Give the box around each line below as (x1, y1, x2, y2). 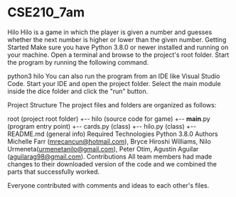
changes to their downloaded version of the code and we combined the (7, 159, 217, 168)
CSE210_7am (7, 4, 85, 21)
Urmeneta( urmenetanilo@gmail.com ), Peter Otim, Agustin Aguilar (7, 144, 199, 153)
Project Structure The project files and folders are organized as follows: (7, 100, 217, 109)
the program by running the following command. (7, 58, 149, 66)
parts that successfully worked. (7, 167, 100, 176)
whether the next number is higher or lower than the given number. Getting (7, 35, 227, 43)
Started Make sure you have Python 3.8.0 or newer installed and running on (7, 43, 229, 51)
